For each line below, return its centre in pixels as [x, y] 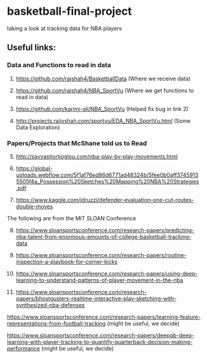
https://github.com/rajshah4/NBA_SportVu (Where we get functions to [105, 90]
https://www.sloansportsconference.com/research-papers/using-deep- [107, 273]
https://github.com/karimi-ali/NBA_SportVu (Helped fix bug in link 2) [102, 109]
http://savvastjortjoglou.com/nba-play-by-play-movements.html [97, 156]
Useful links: [32, 48]
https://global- [34, 168]
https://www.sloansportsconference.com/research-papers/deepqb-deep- [101, 335]
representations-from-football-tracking [57, 323]
